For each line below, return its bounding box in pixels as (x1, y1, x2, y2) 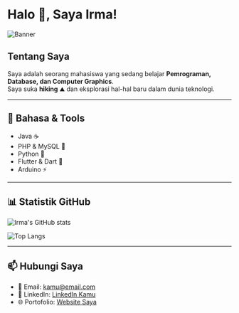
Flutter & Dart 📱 (17, 156, 63, 166)
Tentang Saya (7, 51, 70, 63)
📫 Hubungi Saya (7, 260, 83, 272)
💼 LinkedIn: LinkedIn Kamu (17, 290, 96, 299)
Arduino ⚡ (17, 165, 48, 174)
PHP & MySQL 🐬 (17, 142, 66, 150)
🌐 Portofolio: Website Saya (17, 298, 97, 307)
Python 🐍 (17, 149, 45, 158)
